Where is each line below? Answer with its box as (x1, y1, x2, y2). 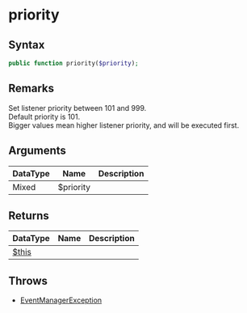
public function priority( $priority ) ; (8, 59, 139, 67)
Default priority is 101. (8, 112, 81, 121)
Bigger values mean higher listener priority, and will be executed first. (8, 120, 240, 130)
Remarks (8, 82, 55, 95)
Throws (8, 273, 48, 288)
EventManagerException (19, 295, 103, 305)
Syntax (8, 38, 45, 52)
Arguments (8, 144, 67, 158)
